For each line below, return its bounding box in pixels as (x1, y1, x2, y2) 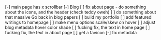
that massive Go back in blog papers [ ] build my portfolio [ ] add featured (5, 14, 152, 20)
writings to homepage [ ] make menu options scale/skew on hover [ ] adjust (5, 19, 156, 25)
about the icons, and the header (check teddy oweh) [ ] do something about (5, 9, 156, 15)
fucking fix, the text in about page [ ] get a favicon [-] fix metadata (5, 30, 137, 35)
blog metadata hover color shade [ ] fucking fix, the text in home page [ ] (5, 25, 150, 30)
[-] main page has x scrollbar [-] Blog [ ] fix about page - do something (5, 4, 146, 10)
